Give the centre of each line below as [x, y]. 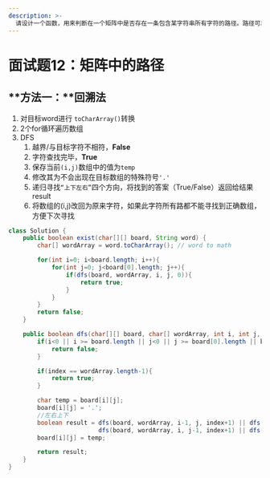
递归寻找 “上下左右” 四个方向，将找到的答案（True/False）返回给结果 [143, 187]
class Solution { [37, 231]
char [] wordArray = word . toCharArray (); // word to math [134, 245]
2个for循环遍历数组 [51, 128]
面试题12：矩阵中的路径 [86, 65]
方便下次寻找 [53, 215]
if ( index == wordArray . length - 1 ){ [95, 371]
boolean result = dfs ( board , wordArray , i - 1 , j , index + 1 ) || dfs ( [151, 423]
